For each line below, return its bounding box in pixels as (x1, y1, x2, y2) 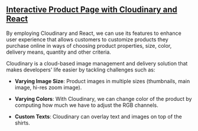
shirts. (14, 119, 31, 126)
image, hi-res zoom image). (14, 84, 82, 91)
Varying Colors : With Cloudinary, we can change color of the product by (14, 95, 192, 102)
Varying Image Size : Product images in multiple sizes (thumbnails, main (14, 77, 190, 84)
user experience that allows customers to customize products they (6, 35, 168, 43)
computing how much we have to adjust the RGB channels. (14, 101, 158, 109)
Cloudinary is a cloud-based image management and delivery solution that (6, 60, 188, 67)
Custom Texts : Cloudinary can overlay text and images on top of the (14, 113, 182, 120)
